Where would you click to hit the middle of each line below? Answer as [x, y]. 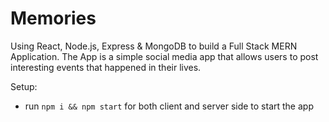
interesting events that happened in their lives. [106, 67]
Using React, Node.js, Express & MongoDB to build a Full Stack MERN [154, 46]
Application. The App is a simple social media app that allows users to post [164, 56]
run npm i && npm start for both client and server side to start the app [169, 106]
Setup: [24, 86]
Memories [53, 18]
